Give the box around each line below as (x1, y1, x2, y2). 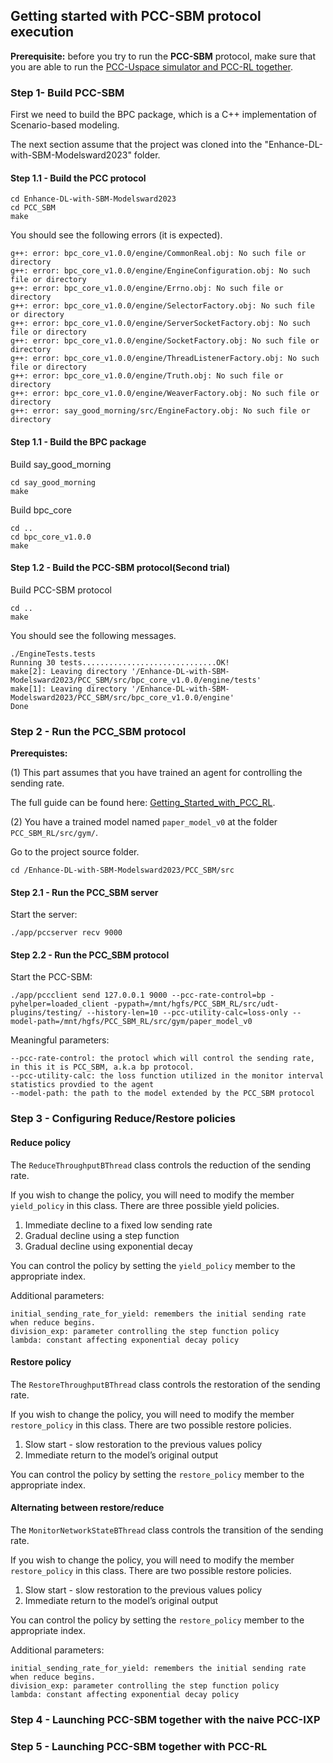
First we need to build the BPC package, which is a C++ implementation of (10, 109, 317, 121)
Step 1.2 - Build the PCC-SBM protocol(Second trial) (10, 562, 231, 574)
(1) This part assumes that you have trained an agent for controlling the (10, 767, 303, 779)
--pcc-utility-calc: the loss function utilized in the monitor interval (10, 1071, 325, 1081)
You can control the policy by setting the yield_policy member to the (10, 1259, 296, 1271)
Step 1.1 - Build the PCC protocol (10, 172, 147, 184)
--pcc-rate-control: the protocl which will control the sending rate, (10, 1054, 315, 1064)
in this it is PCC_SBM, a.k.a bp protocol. (10, 1062, 195, 1073)
